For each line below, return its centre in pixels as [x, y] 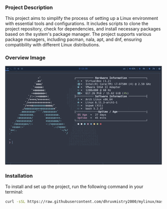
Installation [19, 176]
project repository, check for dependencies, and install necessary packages [83, 29]
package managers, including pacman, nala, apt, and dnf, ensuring [74, 39]
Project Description [29, 7]
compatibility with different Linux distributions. [53, 45]
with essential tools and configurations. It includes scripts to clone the [77, 23]
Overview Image [25, 58]
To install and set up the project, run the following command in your [74, 187]
